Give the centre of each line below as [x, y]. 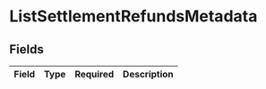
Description [148, 74]
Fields [27, 49]
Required [94, 74]
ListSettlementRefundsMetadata [133, 16]
